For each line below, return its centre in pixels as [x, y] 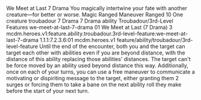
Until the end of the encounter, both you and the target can [112, 46]
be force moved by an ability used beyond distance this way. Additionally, [97, 65]
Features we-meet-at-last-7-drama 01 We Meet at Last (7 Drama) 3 [89, 27]
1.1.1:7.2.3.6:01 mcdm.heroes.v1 [78, 40]
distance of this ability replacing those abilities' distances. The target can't [98, 59]
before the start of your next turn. [48, 91]
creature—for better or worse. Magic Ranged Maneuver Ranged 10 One [95, 14]
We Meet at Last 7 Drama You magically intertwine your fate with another [97, 8]
